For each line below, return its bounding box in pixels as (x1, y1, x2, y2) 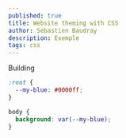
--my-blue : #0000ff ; (15, 86, 83, 94)
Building (8, 63, 36, 73)
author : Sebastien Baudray (8, 26, 97, 34)
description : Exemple (8, 34, 80, 42)
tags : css (8, 41, 41, 49)
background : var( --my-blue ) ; (15, 115, 112, 124)
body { (8, 108, 30, 116)
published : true (8, 11, 62, 20)
